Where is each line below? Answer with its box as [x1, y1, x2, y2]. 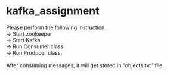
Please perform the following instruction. [6, 24, 106, 31]
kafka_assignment [6, 4, 100, 18]
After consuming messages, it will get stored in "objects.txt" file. [6, 61, 164, 69]
